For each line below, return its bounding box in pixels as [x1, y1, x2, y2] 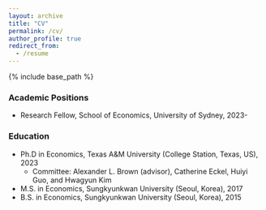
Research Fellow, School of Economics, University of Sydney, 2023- [19, 110, 248, 120]
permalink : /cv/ [8, 27, 63, 35]
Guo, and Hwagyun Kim [32, 175, 112, 185]
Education [8, 131, 50, 142]
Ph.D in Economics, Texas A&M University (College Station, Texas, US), [19, 149, 259, 159]
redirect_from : [8, 42, 60, 50]
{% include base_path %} [8, 72, 94, 81]
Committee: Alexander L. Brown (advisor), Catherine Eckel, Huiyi [32, 166, 248, 176]
